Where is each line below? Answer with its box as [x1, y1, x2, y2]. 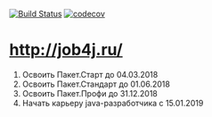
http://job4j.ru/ [9, 40, 123, 60]
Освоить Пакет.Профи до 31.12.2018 [21, 88, 159, 98]
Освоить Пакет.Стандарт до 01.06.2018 [21, 79, 171, 89]
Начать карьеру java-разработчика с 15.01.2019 [21, 97, 204, 108]
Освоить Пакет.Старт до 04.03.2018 [21, 69, 159, 79]
